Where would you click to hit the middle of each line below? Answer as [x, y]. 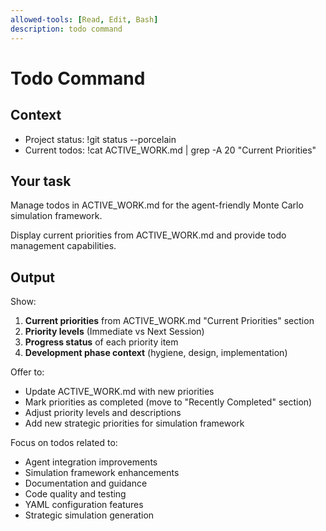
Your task [41, 181]
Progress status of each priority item [101, 342]
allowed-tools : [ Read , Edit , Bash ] [84, 19]
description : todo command [66, 29]
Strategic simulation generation [89, 515]
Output [32, 277]
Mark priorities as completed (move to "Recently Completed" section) [168, 402]
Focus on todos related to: [64, 443]
